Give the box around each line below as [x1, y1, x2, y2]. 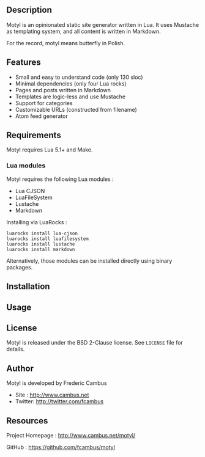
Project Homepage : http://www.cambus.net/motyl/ [6, 431, 136, 439]
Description [6, 5, 52, 15]
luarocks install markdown [6, 246, 75, 252]
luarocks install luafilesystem [6, 235, 89, 242]
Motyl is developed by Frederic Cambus [6, 379, 107, 387]
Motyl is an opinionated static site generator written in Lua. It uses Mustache [6, 21, 199, 28]
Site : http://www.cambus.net [15, 391, 89, 399]
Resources [6, 415, 48, 426]
